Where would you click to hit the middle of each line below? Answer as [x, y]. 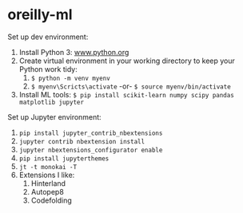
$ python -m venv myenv [71, 78]
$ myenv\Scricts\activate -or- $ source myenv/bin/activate [131, 86]
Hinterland [48, 183]
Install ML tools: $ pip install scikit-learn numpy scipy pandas [127, 94]
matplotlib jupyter [52, 102]
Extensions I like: [47, 175]
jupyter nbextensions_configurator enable [91, 150]
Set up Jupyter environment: [54, 116]
